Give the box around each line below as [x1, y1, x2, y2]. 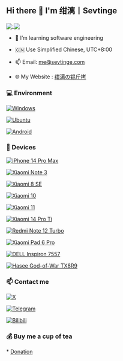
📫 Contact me [6, 277, 49, 286]
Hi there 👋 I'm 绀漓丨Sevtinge [6, 5, 118, 16]
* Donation [6, 348, 33, 356]
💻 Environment [6, 89, 53, 97]
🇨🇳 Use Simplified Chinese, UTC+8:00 [14, 46, 113, 53]
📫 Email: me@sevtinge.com [14, 58, 85, 65]
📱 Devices [6, 143, 36, 152]
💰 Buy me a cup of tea [6, 332, 73, 341]
